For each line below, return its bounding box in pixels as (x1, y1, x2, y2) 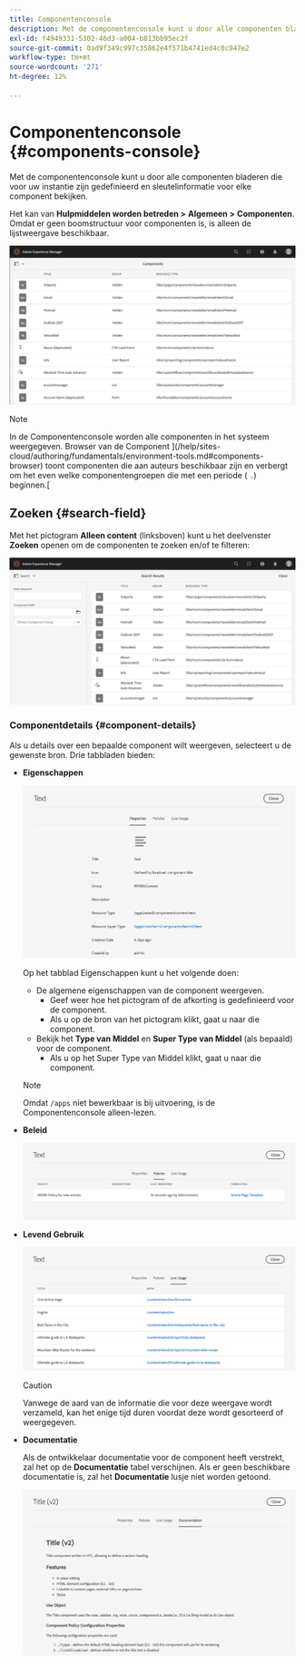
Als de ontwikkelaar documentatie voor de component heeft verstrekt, (22, 1452, 285, 1463)
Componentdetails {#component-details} (9, 719, 197, 732)
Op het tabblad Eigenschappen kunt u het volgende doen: (22, 967, 239, 978)
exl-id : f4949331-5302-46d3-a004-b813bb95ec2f (9, 34, 189, 43)
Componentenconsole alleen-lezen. (22, 1107, 157, 1118)
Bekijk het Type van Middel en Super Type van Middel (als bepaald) (35, 1033, 293, 1044)
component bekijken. (9, 191, 88, 202)
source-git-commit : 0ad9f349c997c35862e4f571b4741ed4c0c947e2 (9, 44, 250, 53)
